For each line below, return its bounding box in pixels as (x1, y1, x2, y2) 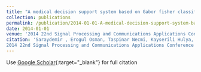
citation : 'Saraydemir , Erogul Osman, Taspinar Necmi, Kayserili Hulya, (6, 37, 194, 43)
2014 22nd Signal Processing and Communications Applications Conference (6, 43, 194, 49)
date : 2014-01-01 (6, 25, 50, 32)
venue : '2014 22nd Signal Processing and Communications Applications (6, 31, 186, 37)
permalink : (6, 20, 33, 26)
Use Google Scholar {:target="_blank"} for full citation (6, 58, 138, 66)
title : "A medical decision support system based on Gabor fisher (6, 8, 175, 15)
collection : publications (6, 14, 71, 20)
